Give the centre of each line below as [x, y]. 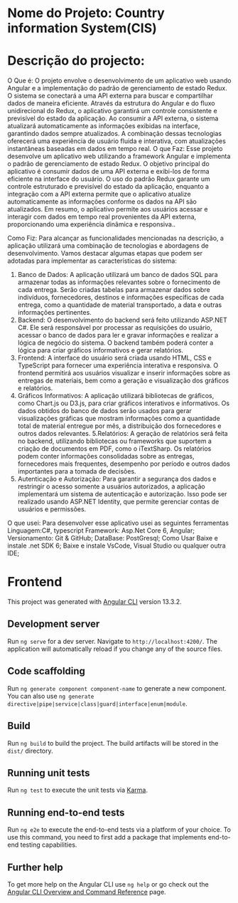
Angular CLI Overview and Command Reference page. [87, 892]
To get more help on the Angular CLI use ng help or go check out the [108, 884]
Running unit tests [49, 773]
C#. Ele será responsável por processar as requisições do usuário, [115, 328]
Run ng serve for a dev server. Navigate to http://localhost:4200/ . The [113, 641]
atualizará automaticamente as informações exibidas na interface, [104, 126]
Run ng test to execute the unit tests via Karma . [77, 790]
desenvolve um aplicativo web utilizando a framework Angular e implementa [119, 156]
